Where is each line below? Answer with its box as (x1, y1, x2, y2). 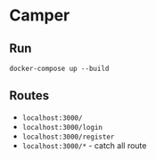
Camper (9, 5, 70, 26)
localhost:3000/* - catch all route (21, 139, 147, 151)
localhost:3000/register (21, 132, 115, 141)
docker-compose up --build (9, 64, 110, 73)
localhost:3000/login (21, 123, 103, 131)
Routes (9, 88, 50, 103)
